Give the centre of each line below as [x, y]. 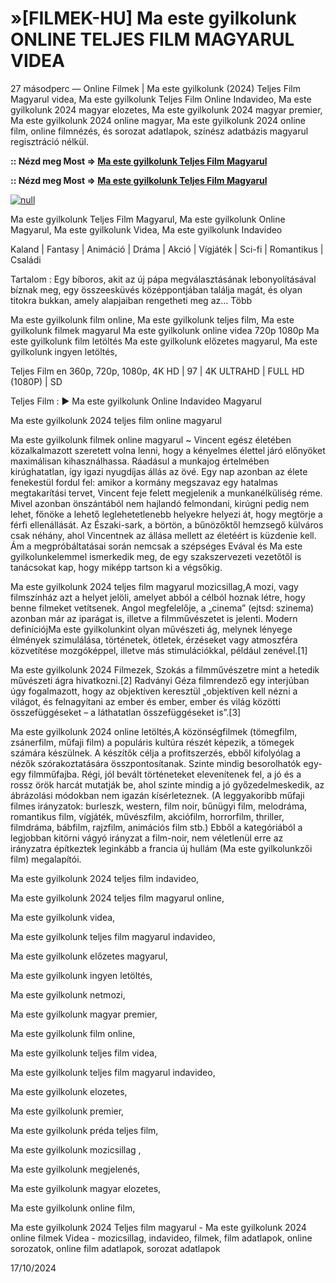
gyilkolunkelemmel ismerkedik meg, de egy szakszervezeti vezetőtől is [156, 556]
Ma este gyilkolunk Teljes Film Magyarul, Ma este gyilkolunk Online [148, 219]
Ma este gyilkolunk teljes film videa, [84, 1053]
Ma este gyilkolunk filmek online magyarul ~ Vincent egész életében [151, 439]
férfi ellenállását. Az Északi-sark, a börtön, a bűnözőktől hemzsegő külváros [167, 524]
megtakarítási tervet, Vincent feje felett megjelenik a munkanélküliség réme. [166, 493]
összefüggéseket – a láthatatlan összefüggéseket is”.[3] [126, 712]
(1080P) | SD [36, 381]
